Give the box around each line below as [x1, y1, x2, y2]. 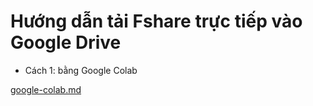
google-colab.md [10, 83, 82, 95]
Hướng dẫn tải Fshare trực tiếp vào [10, 10, 303, 33]
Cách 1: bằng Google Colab [24, 64, 138, 76]
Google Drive [10, 31, 122, 54]
